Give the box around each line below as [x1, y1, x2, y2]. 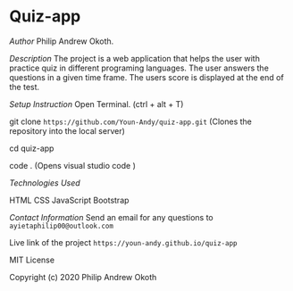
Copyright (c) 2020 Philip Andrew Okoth [9, 271, 157, 282]
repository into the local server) [9, 125, 125, 136]
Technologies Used [9, 177, 80, 188]
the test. [9, 81, 40, 92]
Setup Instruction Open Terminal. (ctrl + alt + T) [9, 98, 184, 109]
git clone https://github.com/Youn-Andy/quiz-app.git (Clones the [9, 116, 253, 127]
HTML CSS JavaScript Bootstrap [9, 195, 130, 205]
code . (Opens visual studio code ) [9, 160, 137, 170]
